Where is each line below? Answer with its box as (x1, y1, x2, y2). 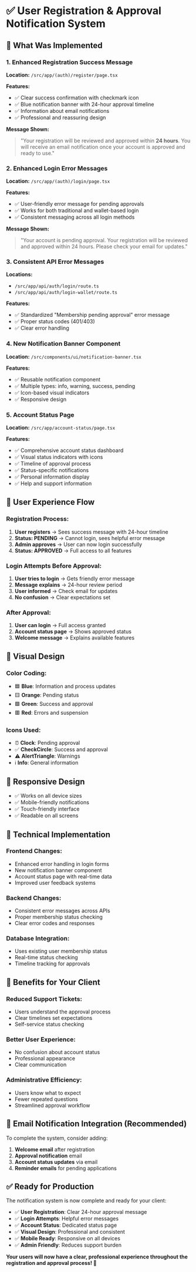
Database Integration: (6, 935, 70, 943)
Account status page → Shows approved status (14, 628, 132, 635)
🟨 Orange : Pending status (14, 692, 79, 699)
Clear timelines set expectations (14, 1015, 93, 1022)
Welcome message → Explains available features (14, 634, 135, 641)
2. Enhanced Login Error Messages (6, 164, 108, 172)
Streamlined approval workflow (14, 1102, 90, 1109)
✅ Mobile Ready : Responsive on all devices (14, 1235, 120, 1242)
